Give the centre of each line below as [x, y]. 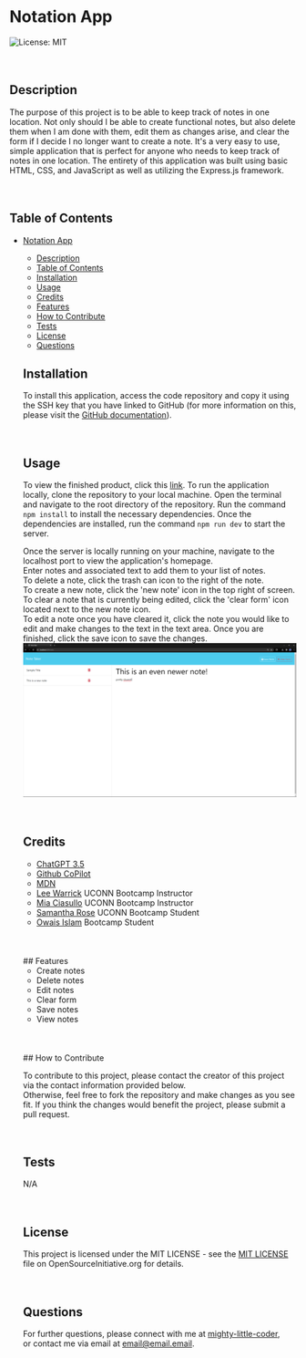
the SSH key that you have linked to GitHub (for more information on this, [159, 405]
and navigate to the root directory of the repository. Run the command [154, 504]
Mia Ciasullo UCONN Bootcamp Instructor [115, 902]
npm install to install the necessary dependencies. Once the [137, 514]
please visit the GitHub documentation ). [97, 415]
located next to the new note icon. [87, 609]
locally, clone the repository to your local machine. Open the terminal [152, 495]
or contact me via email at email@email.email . [108, 1343]
